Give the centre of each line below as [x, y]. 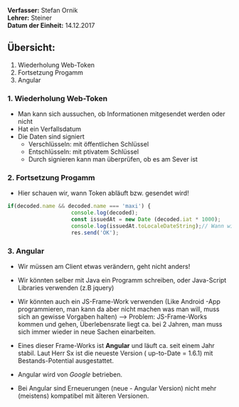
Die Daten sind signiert [51, 137]
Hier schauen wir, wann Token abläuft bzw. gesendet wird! [103, 193]
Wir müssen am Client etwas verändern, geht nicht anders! [104, 267]
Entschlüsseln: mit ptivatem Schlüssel [84, 152]
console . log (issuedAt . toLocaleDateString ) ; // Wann [147, 226]
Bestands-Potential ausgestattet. [65, 361]
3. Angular [26, 250]
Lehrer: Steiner [30, 18]
